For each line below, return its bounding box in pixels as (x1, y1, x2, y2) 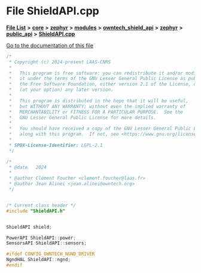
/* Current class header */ (6, 202, 77, 208)
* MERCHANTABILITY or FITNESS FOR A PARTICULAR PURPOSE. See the (8, 109, 184, 115)
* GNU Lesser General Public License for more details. (8, 115, 157, 121)
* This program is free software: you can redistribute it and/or (8, 70, 184, 76)
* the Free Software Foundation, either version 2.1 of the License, (8, 81, 191, 87)
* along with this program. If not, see (8, 131, 119, 137)
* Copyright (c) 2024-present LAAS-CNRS (8, 59, 111, 65)
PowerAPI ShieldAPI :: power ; (6, 235, 77, 241)
